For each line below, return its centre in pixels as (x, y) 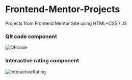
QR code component (31, 36)
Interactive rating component (42, 61)
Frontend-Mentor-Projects (63, 9)
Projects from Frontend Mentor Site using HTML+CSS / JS (66, 23)
